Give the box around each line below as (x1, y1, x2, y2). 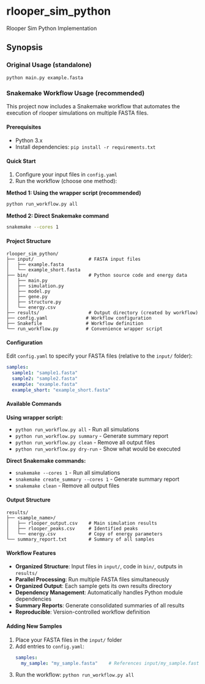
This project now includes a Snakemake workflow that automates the (6, 102, 181, 110)
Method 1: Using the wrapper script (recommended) (6, 189, 141, 197)
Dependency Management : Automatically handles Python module (15, 589, 183, 596)
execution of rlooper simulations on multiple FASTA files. (6, 109, 149, 116)
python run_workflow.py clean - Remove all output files (15, 439, 155, 446)
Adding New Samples (6, 623, 62, 630)
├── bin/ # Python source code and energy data (6, 272, 188, 279)
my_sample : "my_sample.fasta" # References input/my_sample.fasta (21, 660, 202, 666)
